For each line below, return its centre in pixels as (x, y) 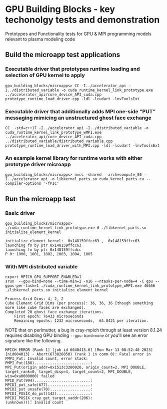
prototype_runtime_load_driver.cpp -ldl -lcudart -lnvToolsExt (72, 99)
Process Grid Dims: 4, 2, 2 (34, 299)
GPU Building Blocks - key (60, 9)
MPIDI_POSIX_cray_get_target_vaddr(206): (49, 398)
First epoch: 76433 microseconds (49, 316)
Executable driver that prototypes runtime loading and (72, 69)
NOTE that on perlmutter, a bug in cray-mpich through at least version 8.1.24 (84, 330)
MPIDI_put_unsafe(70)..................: (49, 389)
